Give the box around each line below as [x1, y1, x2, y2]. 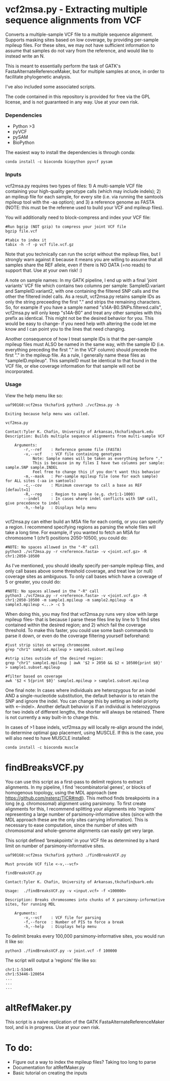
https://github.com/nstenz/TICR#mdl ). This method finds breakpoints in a [5, 795, 159, 801]
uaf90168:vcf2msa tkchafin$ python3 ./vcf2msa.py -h [5, 402, 120, 408]
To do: [5, 1042, 33, 1053]
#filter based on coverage [5, 673, 63, 679]
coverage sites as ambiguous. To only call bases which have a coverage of [5, 573, 162, 580]
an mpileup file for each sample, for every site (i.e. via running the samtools [5, 193, 164, 199]
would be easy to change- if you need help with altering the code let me [5, 320, 157, 326]
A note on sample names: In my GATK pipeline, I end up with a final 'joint [5, 277, 157, 283]
